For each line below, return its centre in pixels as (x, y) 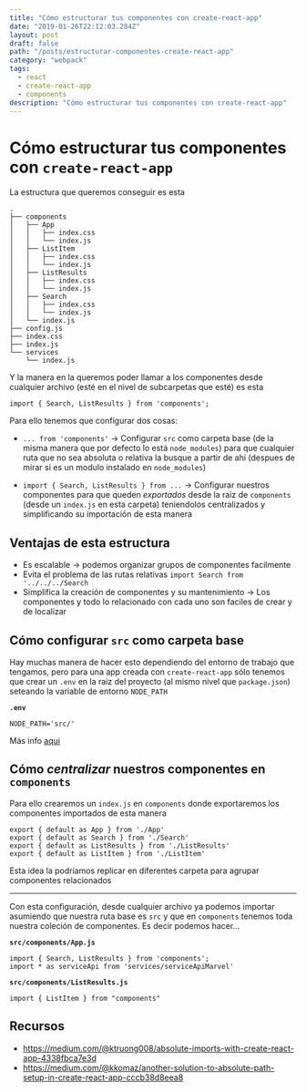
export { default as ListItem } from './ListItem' (107, 853)
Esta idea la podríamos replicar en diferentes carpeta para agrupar (134, 871)
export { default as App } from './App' (87, 829)
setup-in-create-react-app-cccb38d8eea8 (103, 1077)
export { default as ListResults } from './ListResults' (120, 845)
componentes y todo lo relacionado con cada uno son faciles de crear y (158, 602)
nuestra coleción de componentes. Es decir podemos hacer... (125, 925)
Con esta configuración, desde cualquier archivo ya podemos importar (142, 906)
